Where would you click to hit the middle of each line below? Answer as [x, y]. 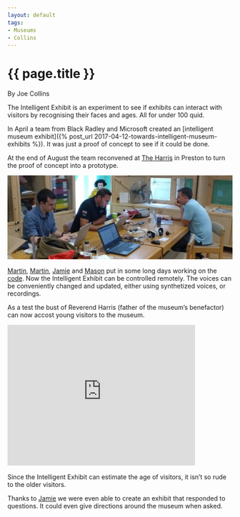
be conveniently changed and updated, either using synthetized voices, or [117, 286]
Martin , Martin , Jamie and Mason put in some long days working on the [112, 271]
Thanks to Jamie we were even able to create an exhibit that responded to [116, 498]
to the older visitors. [37, 485]
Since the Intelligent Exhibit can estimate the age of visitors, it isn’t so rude [117, 477]
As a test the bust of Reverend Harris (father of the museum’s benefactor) [116, 308]
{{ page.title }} [51, 74]
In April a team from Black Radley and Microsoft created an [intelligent [110, 129]
